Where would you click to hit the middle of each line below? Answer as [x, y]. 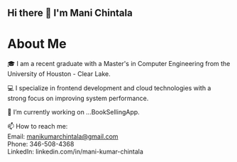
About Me [37, 44]
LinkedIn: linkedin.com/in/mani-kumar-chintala [76, 152]
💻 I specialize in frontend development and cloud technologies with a [109, 88]
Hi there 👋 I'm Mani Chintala [70, 13]
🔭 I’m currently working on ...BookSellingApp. [73, 112]
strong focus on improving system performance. [78, 98]
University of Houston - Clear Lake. [59, 74]
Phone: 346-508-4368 [41, 144]
